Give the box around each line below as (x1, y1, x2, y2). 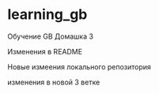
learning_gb (7, 6, 88, 24)
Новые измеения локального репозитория (7, 61, 152, 72)
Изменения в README (7, 46, 83, 56)
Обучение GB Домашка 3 (7, 32, 94, 41)
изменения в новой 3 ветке (7, 77, 100, 87)
